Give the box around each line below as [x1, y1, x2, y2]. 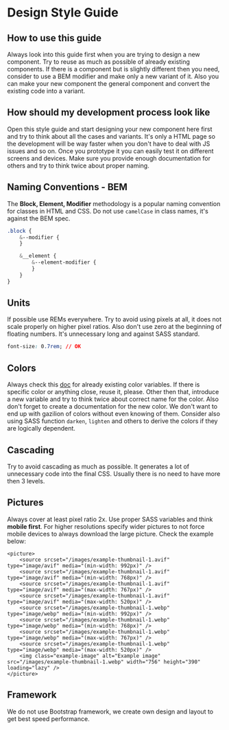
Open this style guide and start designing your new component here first [7, 125, 213, 133]
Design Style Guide [7, 5, 119, 21]
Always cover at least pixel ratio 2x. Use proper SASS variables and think [7, 515, 213, 523]
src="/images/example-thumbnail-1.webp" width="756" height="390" [7, 658, 201, 665]
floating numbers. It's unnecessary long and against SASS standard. [7, 330, 200, 338]
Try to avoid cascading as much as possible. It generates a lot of [7, 462, 190, 470]
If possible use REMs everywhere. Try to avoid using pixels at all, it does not [7, 315, 221, 323]
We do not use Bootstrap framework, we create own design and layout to [7, 707, 214, 716]
